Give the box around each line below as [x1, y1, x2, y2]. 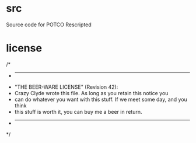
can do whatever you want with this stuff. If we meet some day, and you [14, 96, 188, 103]
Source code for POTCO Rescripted [6, 21, 92, 28]
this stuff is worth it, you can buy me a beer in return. [14, 108, 142, 115]
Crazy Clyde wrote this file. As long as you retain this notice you [14, 89, 169, 96]
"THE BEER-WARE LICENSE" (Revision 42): [14, 83, 118, 90]
